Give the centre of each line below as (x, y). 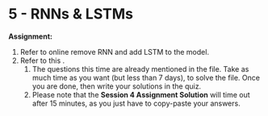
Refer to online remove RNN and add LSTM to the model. (115, 52)
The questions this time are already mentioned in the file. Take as (140, 68)
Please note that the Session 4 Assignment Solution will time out (141, 94)
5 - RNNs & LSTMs (71, 14)
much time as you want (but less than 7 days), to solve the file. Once (146, 77)
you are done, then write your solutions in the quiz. (117, 86)
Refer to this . (42, 60)
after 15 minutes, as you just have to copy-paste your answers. (136, 103)
